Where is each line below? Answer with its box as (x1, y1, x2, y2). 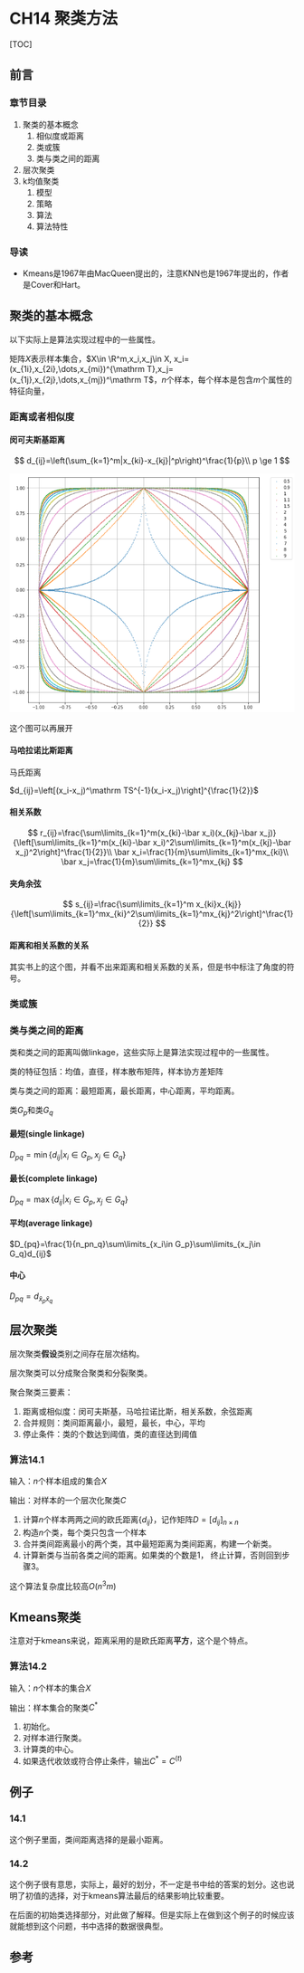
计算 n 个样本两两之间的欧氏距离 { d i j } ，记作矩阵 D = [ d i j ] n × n (22, 1514, 239, 1527)
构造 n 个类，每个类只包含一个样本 (22, 1527, 147, 1538)
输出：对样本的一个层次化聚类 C (9, 1495, 127, 1506)
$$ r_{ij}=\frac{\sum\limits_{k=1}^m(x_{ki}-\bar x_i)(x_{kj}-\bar (27, 827, 258, 838)
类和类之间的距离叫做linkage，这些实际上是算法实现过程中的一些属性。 (9, 1046, 274, 1057)
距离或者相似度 (9, 410, 75, 423)
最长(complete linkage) (9, 1173, 98, 1184)
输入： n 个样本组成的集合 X (9, 1476, 107, 1487)
